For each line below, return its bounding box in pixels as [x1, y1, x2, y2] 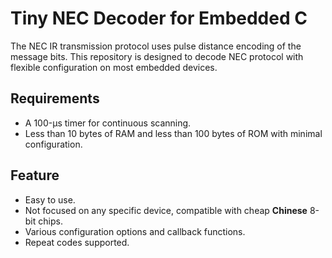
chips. [38, 215, 63, 227]
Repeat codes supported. [24, 236, 130, 248]
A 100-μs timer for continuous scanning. [24, 117, 192, 129]
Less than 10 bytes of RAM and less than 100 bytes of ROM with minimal [24, 127, 323, 139]
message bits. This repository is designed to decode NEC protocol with [10, 50, 304, 62]
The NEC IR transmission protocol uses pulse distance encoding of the [10, 40, 302, 52]
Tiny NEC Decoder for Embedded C [10, 7, 308, 30]
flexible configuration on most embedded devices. [10, 61, 218, 73]
